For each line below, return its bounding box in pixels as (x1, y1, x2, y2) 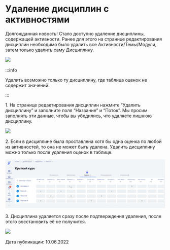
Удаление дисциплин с (5, 3, 109, 15)
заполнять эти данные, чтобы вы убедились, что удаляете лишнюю (5, 113, 152, 119)
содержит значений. (5, 82, 50, 88)
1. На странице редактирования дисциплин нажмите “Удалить (5, 102, 141, 108)
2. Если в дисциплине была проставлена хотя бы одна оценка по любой (5, 138, 162, 145)
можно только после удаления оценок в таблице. (5, 149, 113, 155)
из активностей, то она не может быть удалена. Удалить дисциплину (5, 144, 155, 150)
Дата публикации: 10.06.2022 (5, 239, 69, 245)
